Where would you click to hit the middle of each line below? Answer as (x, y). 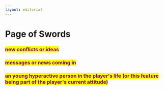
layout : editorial (24, 10)
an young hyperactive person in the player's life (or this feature (82, 76)
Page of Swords (38, 34)
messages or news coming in (41, 62)
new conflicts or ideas (32, 49)
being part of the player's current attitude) (56, 82)
